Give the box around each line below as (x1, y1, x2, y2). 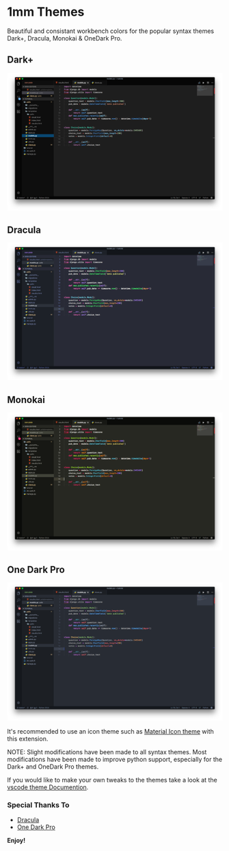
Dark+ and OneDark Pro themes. (7, 762, 99, 771)
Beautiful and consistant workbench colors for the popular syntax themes (7, 27, 214, 35)
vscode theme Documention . (7, 783, 89, 791)
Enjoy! (7, 837, 26, 845)
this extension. (7, 734, 49, 743)
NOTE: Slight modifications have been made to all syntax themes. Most (7, 747, 207, 756)
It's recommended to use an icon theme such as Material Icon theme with (7, 727, 214, 735)
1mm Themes (7, 4, 85, 20)
